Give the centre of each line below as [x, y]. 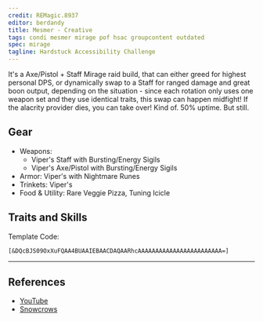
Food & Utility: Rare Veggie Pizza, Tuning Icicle [95, 192]
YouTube [34, 301]
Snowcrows [38, 309]
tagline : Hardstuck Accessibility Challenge [82, 52]
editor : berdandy [36, 23]
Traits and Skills [48, 218]
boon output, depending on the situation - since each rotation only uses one [131, 91]
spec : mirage [29, 45]
